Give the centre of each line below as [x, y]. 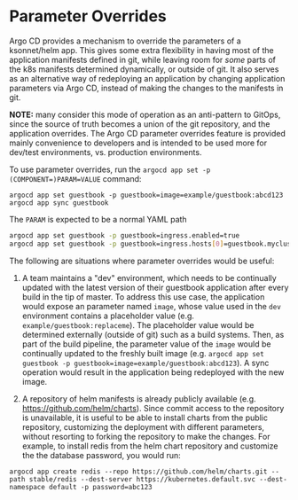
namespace [27, 487]
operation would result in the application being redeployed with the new [153, 372]
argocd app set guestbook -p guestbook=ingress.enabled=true [125, 235]
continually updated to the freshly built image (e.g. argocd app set [143, 353]
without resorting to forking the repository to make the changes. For [146, 436]
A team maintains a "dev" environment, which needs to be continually [149, 277]
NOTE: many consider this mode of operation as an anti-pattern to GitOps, [145, 114]
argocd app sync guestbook [59, 203]
